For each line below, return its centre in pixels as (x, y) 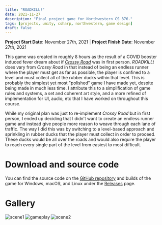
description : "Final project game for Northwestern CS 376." (69, 19)
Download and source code (62, 165)
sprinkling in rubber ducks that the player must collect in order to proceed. (80, 134)
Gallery (20, 204)
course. (13, 104)
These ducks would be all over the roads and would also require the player (81, 140)
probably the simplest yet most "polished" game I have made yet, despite (79, 83)
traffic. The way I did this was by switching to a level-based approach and (80, 129)
